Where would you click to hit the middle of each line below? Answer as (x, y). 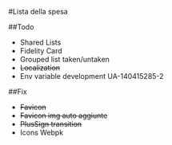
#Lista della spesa (38, 12)
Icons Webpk (42, 132)
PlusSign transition (51, 124)
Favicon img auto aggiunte (64, 116)
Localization (40, 68)
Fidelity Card (41, 51)
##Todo (21, 27)
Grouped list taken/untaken (65, 59)
